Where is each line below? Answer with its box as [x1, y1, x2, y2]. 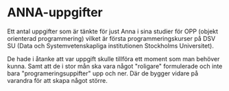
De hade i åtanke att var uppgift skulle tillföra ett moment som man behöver [7, 54, 220, 62]
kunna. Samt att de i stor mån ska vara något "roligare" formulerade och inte [7, 62, 223, 70]
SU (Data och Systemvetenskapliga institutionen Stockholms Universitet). [7, 41, 214, 50]
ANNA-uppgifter [7, 5, 103, 20]
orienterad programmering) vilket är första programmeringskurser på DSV [7, 34, 216, 42]
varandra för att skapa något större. [7, 76, 108, 84]
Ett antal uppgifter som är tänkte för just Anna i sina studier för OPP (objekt [7, 27, 218, 35]
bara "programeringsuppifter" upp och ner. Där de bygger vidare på [7, 69, 199, 77]
